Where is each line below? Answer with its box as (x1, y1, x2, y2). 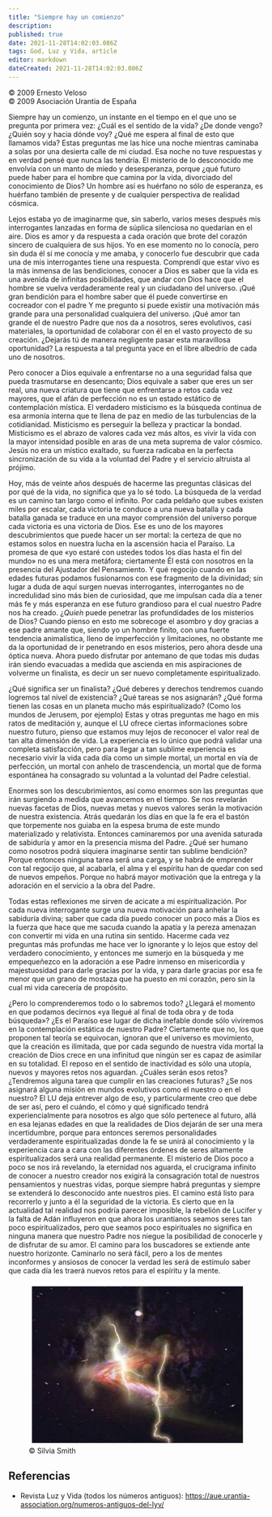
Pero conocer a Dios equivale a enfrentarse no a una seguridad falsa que (8, 368, 253, 377)
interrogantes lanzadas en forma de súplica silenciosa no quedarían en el (8, 222, 253, 232)
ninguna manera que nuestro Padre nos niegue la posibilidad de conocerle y (8, 1230, 263, 1241)
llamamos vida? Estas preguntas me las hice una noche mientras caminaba (8, 138, 259, 148)
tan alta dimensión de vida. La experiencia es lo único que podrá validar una (8, 735, 262, 745)
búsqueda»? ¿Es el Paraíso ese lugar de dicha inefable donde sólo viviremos (8, 1015, 264, 1025)
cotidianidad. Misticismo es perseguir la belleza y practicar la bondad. (8, 419, 242, 429)
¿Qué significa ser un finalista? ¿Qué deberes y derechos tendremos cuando (8, 683, 264, 693)
